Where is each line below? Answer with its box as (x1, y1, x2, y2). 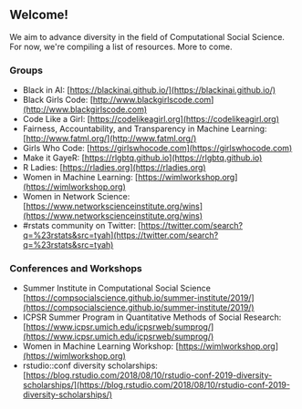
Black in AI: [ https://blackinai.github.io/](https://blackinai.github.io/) (22, 85, 276, 96)
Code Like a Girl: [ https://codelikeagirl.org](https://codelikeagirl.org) (22, 114, 280, 125)
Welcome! (9, 7, 68, 23)
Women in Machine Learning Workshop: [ (22, 341, 180, 352)
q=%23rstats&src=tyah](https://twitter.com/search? (22, 230, 219, 240)
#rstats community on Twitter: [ (22, 220, 141, 231)
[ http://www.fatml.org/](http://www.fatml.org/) (22, 133, 197, 144)
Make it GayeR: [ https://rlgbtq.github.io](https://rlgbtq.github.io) (22, 152, 263, 163)
